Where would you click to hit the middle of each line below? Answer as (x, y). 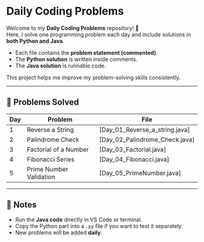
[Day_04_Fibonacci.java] (134, 159)
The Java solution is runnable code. (60, 66)
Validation (41, 176)
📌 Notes (22, 205)
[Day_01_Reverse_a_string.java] (144, 130)
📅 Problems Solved (43, 102)
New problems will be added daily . (59, 232)
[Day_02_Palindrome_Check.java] (147, 139)
